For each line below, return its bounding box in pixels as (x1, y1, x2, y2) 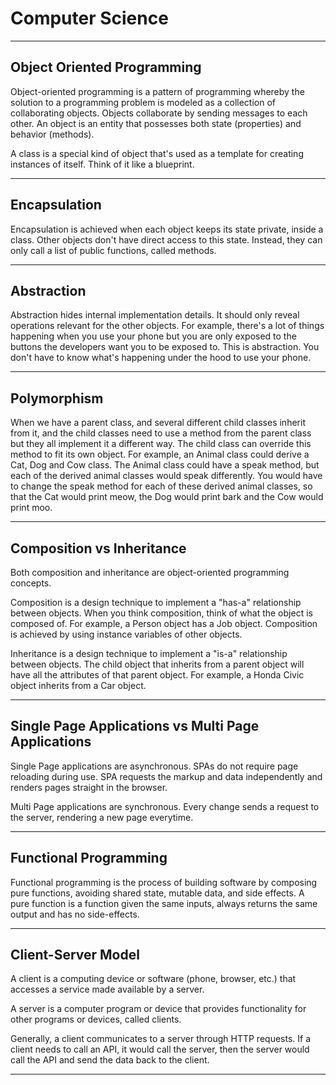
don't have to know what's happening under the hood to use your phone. (10, 352, 312, 364)
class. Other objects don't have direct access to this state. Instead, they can (10, 233, 323, 246)
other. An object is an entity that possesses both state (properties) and (10, 117, 302, 129)
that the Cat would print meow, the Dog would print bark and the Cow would (10, 491, 324, 503)
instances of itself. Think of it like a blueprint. (10, 158, 195, 170)
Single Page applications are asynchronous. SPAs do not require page (10, 760, 299, 772)
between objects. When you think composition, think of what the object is (10, 607, 313, 619)
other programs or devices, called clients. (10, 1013, 182, 1026)
